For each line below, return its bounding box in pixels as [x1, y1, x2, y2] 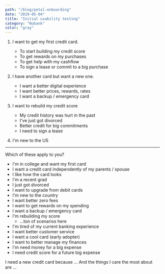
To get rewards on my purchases [19, 53, 86, 59]
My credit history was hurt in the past [19, 112, 96, 118]
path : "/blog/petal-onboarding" [5, 7, 71, 12]
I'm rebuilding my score [12, 213, 60, 219]
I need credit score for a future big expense [12, 249, 101, 255]
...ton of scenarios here [19, 219, 67, 224]
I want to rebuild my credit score [12, 103, 78, 109]
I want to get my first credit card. [12, 39, 79, 45]
